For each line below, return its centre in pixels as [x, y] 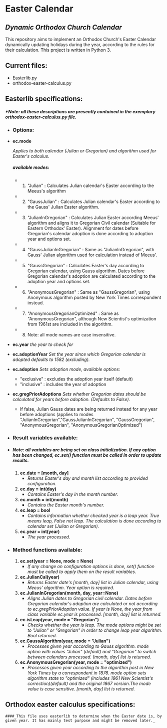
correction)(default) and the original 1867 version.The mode [89, 683]
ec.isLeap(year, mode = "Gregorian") [59, 619]
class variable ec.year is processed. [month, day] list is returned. [94, 614]
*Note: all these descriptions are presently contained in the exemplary [80, 111]
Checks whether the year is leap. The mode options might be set [94, 625]
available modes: [31, 167]
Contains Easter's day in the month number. [73, 494]
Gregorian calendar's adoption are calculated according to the [91, 276]
